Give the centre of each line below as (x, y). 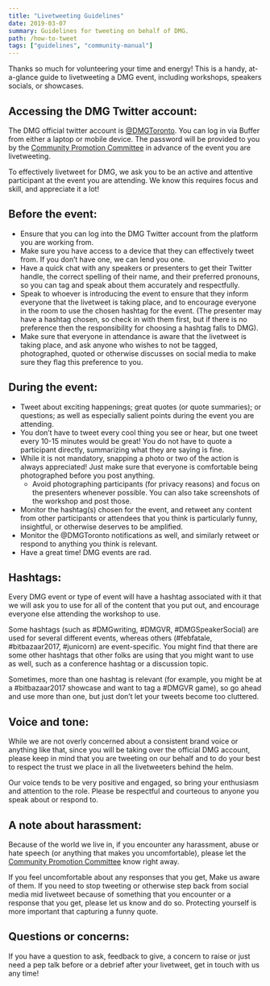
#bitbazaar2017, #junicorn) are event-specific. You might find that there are (133, 647)
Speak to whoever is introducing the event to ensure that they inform (134, 293)
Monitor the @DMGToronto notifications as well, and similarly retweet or (139, 535)
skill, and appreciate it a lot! (54, 188)
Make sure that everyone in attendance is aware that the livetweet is (133, 336)
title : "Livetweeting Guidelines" (66, 16)
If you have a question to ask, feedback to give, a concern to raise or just (129, 956)
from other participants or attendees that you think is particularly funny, (139, 518)
